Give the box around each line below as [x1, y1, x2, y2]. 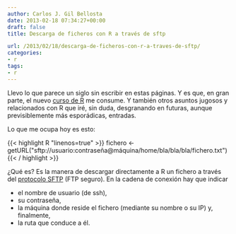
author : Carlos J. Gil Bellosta [7, 10, 102, 18]
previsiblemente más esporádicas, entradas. [7, 111, 136, 119]
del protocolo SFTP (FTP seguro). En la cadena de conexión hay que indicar [7, 175, 228, 183]
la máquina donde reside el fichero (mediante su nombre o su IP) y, [17, 203, 213, 212]
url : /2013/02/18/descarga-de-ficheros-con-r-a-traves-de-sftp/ [7, 43, 201, 50]
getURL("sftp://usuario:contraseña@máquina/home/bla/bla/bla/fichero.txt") [7, 146, 228, 154]
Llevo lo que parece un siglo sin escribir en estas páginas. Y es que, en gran [7, 88, 230, 97]
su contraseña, [17, 196, 61, 204]
